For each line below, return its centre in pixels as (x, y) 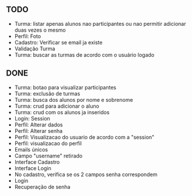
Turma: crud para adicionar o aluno (57, 106)
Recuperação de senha (42, 187)
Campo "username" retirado (48, 156)
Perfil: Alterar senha (39, 130)
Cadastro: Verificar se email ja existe (58, 42)
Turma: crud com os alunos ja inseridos (62, 112)
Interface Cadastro (37, 162)
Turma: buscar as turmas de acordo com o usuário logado (84, 54)
